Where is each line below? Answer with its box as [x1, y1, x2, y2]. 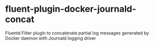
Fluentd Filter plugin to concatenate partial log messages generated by [5, 30, 149, 36]
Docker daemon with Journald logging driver [5, 35, 96, 41]
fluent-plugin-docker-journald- [5, 3, 137, 15]
